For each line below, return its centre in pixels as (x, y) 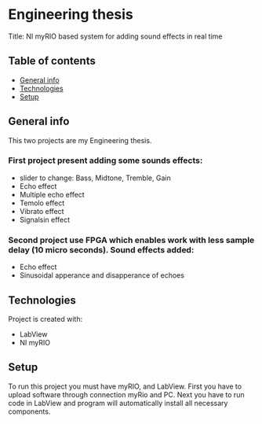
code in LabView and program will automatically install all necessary (118, 403)
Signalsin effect (45, 219)
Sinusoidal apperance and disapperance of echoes (102, 275)
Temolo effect (42, 203)
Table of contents (52, 61)
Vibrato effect (42, 211)
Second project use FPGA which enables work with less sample (131, 240)
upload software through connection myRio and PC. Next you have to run (126, 394)
